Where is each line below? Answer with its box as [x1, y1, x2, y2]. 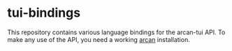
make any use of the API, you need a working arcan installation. [7, 35, 190, 43]
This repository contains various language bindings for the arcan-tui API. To [7, 28, 226, 36]
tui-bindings [7, 5, 81, 21]
